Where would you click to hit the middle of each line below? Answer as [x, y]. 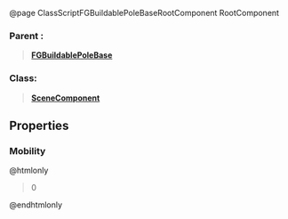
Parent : [27, 36]
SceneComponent [65, 98]
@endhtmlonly [36, 205]
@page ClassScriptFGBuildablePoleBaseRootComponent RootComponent [144, 13]
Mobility [28, 150]
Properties [39, 125]
